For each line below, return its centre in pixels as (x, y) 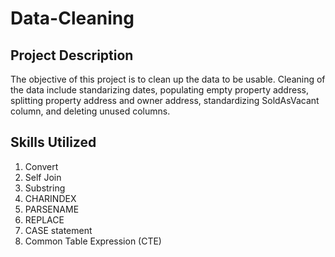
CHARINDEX (50, 198)
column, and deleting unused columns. (90, 111)
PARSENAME (52, 209)
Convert (41, 166)
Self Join (43, 177)
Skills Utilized (53, 142)
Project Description (72, 55)
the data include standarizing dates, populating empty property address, (159, 90)
